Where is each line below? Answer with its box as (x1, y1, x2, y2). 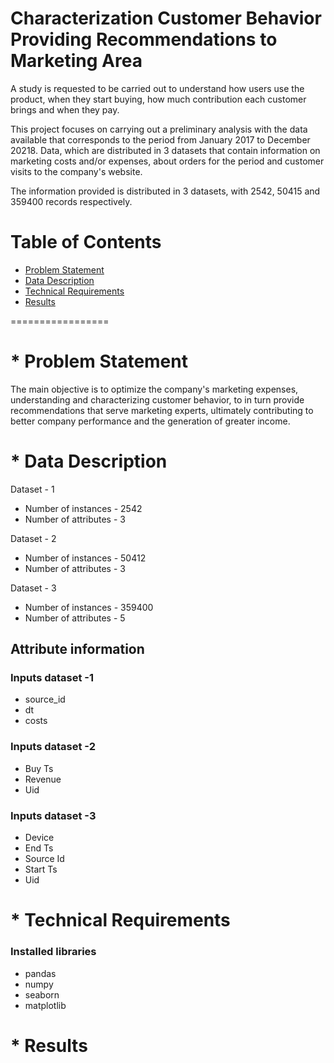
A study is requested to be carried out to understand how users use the (10, 82, 305, 94)
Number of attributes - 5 (24, 612, 126, 624)
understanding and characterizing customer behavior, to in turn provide (10, 393, 305, 406)
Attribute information (10, 641, 145, 658)
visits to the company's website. (10, 165, 143, 177)
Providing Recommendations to (10, 28, 278, 51)
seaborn (24, 988, 60, 1001)
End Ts (24, 842, 54, 854)
